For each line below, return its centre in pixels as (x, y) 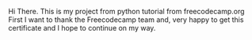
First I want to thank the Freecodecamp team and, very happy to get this (126, 20)
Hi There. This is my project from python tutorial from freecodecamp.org (126, 11)
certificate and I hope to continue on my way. (82, 28)
